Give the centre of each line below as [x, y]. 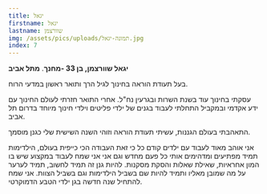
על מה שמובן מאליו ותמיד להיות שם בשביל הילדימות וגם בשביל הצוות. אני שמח [127, 173]
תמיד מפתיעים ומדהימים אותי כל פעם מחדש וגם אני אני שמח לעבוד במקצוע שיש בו [133, 156]
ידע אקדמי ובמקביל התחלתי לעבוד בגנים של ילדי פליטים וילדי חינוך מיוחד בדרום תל [133, 108]
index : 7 [23, 46]
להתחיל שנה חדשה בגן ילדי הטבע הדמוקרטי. [75, 182]
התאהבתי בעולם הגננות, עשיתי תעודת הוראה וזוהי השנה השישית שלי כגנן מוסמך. [129, 132]
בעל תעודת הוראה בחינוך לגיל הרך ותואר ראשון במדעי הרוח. [98, 84]
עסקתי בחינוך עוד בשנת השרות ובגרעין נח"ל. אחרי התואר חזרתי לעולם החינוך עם [129, 99]
